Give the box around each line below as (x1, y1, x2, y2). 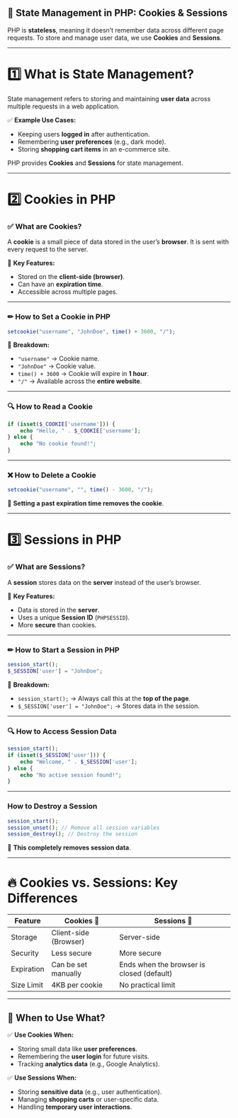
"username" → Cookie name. (17, 355, 100, 363)
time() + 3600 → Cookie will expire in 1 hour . (17, 370, 149, 378)
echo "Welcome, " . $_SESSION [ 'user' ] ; (20, 758, 138, 765)
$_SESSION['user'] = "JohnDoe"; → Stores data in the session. (17, 702, 200, 710)
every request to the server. (7, 245, 89, 253)
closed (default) (119, 969, 173, 979)
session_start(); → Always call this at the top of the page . (17, 694, 191, 702)
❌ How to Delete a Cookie (7, 470, 97, 480)
